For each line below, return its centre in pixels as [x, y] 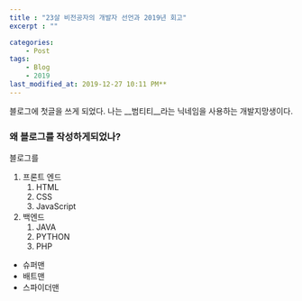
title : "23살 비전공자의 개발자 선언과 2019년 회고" [98, 18]
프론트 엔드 [42, 178]
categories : [32, 42]
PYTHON [53, 237]
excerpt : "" [34, 26]
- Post [38, 50]
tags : [19, 59]
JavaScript [56, 206]
